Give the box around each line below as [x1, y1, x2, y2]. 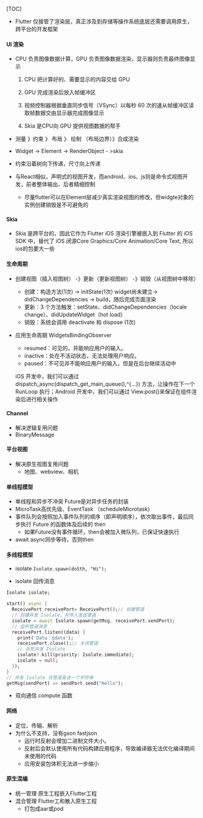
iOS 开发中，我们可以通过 [15, 372, 79, 380]
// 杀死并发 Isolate [17, 646, 66, 652]
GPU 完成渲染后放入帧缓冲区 [24, 88, 96, 96]
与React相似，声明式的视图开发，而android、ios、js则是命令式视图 [15, 173, 183, 181]
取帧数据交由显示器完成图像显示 [24, 109, 105, 117]
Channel [6, 410, 29, 417]
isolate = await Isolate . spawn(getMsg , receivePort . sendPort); [12, 617, 175, 624]
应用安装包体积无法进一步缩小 [24, 759, 99, 767]
